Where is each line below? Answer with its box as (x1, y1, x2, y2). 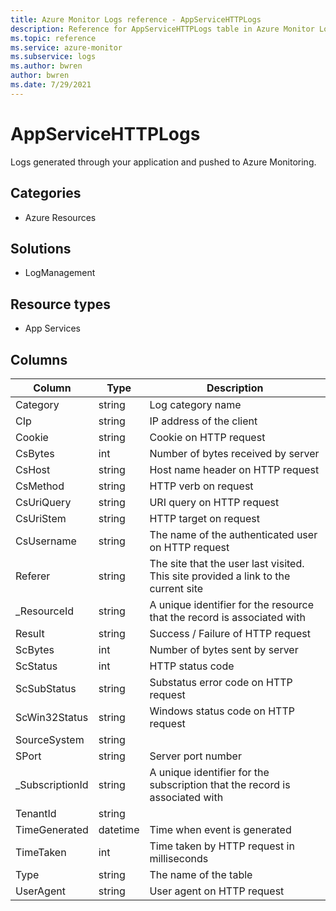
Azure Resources (24, 211, 97, 223)
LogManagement (24, 267, 96, 279)
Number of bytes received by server (149, 446, 320, 460)
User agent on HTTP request (149, 884, 285, 898)
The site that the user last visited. (149, 556, 305, 570)
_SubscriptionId (15, 777, 89, 791)
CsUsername (15, 534, 77, 548)
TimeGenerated (15, 822, 89, 836)
